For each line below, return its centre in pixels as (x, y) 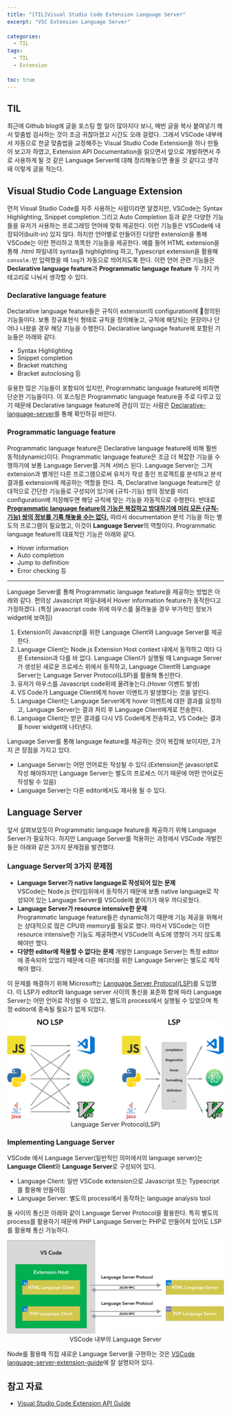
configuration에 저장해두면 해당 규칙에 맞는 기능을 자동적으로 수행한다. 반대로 (111, 499)
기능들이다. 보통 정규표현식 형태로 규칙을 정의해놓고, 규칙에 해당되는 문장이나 (110, 320)
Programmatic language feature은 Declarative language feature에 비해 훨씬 (112, 448)
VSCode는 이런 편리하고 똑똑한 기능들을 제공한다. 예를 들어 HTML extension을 (113, 243)
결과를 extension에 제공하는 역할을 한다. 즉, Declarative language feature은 (110, 482)
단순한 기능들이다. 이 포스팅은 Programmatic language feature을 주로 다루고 (111, 397)
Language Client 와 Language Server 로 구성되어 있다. (82, 1166)
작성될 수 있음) (37, 781)
